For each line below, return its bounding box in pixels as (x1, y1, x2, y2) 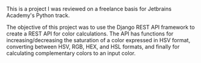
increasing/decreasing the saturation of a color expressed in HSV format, (6, 37, 191, 43)
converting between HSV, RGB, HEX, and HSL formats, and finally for (6, 43, 180, 50)
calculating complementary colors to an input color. (6, 50, 136, 57)
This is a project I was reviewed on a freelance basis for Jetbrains (6, 6, 172, 12)
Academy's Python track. (6, 12, 70, 19)
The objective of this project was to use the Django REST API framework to (6, 24, 196, 31)
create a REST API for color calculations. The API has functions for (6, 30, 174, 37)
